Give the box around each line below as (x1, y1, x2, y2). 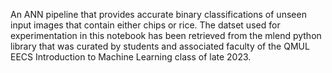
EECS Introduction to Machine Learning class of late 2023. (10, 51, 252, 63)
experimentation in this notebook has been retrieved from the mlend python (10, 30, 322, 41)
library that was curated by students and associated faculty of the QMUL (10, 40, 310, 52)
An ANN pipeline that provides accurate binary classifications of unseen (10, 9, 307, 20)
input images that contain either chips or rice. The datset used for (10, 19, 281, 31)
